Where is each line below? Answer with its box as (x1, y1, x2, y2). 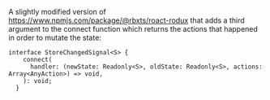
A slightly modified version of (8, 7, 107, 16)
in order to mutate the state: (8, 33, 101, 42)
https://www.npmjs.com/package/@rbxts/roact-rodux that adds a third (8, 15, 245, 25)
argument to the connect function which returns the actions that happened (8, 24, 258, 33)
